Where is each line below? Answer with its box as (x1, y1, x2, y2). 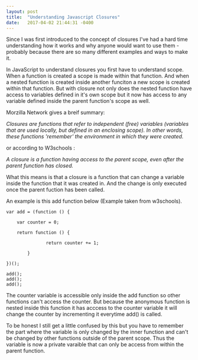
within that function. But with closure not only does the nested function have (6, 85, 192, 92)
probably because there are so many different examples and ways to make (6, 48, 188, 56)
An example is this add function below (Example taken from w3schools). (6, 197, 182, 205)
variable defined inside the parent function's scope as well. (6, 98, 150, 105)
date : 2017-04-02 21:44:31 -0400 (6, 20, 94, 25)
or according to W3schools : (6, 144, 76, 151)
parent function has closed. (6, 162, 74, 169)
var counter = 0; (17, 219, 60, 225)
